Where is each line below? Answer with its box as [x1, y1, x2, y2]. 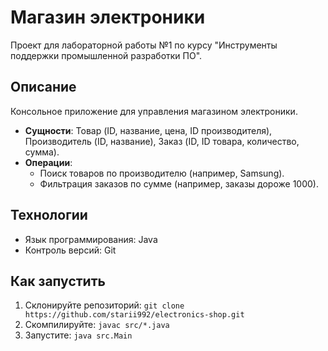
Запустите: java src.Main [24, 329, 133, 341]
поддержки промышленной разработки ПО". [10, 49, 203, 61]
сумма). [24, 146, 60, 158]
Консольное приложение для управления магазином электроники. [10, 105, 298, 117]
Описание [10, 79, 77, 96]
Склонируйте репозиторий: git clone [24, 299, 185, 311]
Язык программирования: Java [24, 233, 158, 245]
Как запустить [10, 272, 106, 290]
